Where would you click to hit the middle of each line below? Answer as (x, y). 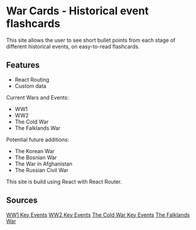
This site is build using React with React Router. (64, 181)
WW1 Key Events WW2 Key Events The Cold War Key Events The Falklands (98, 215)
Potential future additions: (38, 139)
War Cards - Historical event (78, 11)
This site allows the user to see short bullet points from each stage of (91, 40)
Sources (22, 201)
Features (23, 65)
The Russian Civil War (42, 170)
